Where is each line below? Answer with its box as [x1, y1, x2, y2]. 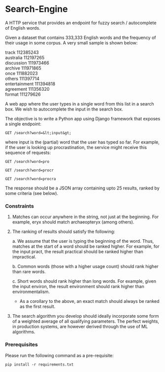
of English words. [5, 25, 40, 31]
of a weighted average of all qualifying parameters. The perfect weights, [12, 318, 159, 324]
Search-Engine [5, 3, 68, 15]
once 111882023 [5, 70, 38, 76]
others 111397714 [5, 75, 40, 81]
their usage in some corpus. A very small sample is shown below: [5, 39, 138, 45]
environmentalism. [12, 289, 50, 295]
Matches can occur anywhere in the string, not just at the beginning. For [12, 214, 159, 220]
